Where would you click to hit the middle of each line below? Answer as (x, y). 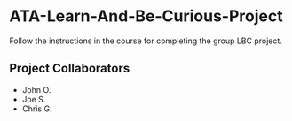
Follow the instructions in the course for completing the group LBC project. (146, 41)
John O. (36, 89)
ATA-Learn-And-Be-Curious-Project (146, 16)
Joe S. (34, 99)
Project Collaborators (70, 68)
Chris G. (37, 109)
